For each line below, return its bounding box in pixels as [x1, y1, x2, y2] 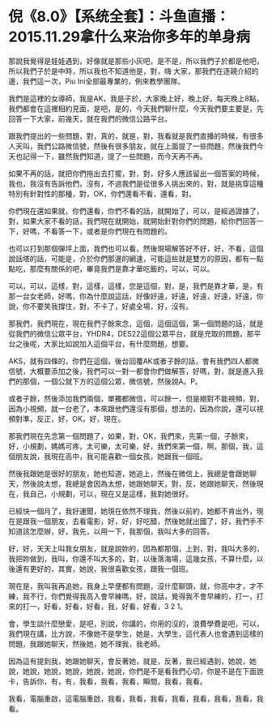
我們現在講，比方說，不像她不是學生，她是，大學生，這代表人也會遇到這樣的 [8, 629, 264, 638]
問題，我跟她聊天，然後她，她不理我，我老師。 [8, 638, 164, 649]
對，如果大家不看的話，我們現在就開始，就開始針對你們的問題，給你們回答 [8, 216, 257, 225]
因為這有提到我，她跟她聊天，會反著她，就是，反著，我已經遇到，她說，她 [8, 656, 257, 666]
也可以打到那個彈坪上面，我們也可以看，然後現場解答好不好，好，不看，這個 [8, 243, 264, 253]
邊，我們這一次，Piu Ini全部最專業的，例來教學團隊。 [8, 76, 185, 86]
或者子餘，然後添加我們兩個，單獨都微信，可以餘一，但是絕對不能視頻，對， [8, 393, 264, 403]
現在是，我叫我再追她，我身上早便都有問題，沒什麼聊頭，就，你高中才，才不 [8, 581, 264, 590]
